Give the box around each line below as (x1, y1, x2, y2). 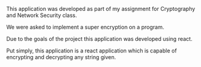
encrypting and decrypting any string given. (6, 54, 117, 60)
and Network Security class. (6, 12, 77, 19)
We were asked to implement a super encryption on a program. (6, 24, 165, 30)
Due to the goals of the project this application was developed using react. (6, 35, 192, 42)
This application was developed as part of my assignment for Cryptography (6, 5, 196, 12)
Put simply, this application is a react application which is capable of (6, 47, 177, 54)
